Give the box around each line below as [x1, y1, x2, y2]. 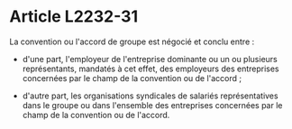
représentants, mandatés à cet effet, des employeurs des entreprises [22, 63, 279, 74]
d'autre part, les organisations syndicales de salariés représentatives [22, 90, 278, 101]
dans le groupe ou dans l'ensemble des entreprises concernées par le [22, 99, 283, 110]
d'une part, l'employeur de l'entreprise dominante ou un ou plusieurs [22, 53, 278, 64]
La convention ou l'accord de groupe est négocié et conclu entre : [9, 36, 255, 47]
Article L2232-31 [9, 6, 138, 27]
